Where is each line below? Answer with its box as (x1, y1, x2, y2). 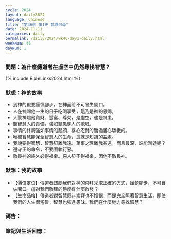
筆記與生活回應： (5, 228, 48, 235)
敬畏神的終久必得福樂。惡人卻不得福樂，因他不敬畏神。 (12, 153, 130, 159)
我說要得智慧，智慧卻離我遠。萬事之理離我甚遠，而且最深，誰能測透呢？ (12, 140, 166, 146)
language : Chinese (5, 17, 45, 22)
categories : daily (5, 31, 45, 36)
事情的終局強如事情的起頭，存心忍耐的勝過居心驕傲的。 (12, 127, 130, 134)
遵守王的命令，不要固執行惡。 (12, 146, 76, 153)
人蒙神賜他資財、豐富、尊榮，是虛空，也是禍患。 (12, 115, 117, 121)
